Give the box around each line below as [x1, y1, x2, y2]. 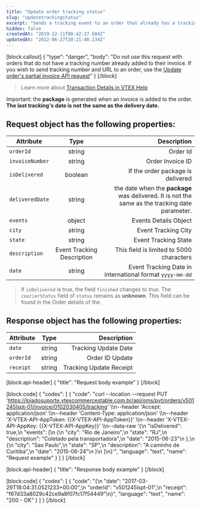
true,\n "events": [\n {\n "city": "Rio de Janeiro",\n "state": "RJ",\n [6, 429, 167, 436]
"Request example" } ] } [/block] [6, 454, 86, 461]
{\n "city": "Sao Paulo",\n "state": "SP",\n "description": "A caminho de [6, 441, 179, 448]
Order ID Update [86, 354, 133, 362]
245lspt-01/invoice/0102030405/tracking [6, 403, 108, 410]
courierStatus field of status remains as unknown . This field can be [20, 292, 190, 299]
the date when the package [114, 184, 192, 192]
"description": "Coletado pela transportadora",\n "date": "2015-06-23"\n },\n [6, 435, 195, 442]
